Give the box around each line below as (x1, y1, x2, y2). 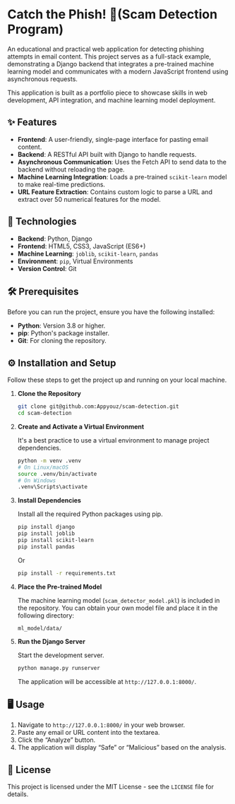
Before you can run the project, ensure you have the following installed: (7, 308, 215, 316)
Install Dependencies (17, 496, 81, 505)
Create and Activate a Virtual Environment (17, 422, 145, 431)
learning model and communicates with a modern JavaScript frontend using (7, 67, 229, 76)
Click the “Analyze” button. (17, 736, 96, 744)
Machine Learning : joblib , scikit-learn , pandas (17, 249, 159, 258)
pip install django (17, 524, 76, 531)
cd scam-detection (17, 409, 72, 417)
